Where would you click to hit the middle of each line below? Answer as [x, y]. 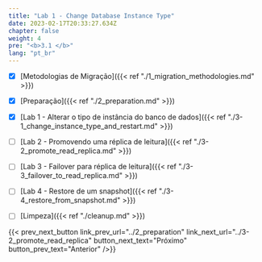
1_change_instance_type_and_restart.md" [89, 127]
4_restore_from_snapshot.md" [70, 200]
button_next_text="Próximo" [141, 241]
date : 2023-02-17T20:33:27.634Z [62, 23]
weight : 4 [25, 38]
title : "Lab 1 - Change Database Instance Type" [91, 16]
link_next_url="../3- [218, 232]
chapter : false [34, 31]
